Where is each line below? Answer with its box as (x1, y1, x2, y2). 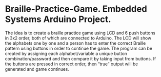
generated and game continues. (5, 66, 69, 72)
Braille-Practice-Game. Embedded (5, 3, 147, 15)
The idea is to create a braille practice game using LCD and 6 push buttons (5, 30, 156, 36)
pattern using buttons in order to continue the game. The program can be (5, 45, 153, 51)
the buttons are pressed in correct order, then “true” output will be (5, 61, 138, 67)
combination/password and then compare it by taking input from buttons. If (5, 56, 156, 61)
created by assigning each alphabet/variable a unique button (5, 50, 127, 57)
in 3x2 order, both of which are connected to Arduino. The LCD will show (5, 35, 152, 41)
